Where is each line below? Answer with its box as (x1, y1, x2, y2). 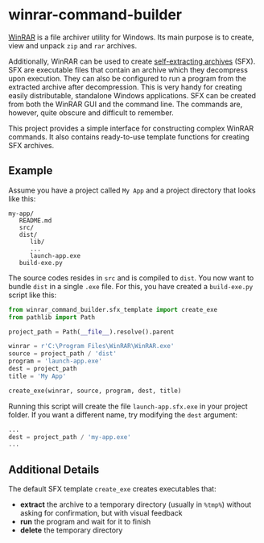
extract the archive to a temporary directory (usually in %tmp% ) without (19, 499, 252, 509)
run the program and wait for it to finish (19, 517, 151, 527)
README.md (19, 216, 52, 225)
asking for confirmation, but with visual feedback (19, 508, 183, 518)
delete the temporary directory (19, 525, 123, 535)
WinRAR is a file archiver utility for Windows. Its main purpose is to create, (8, 32, 254, 42)
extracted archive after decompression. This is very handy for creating (8, 82, 243, 92)
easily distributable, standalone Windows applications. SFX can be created (8, 90, 256, 100)
